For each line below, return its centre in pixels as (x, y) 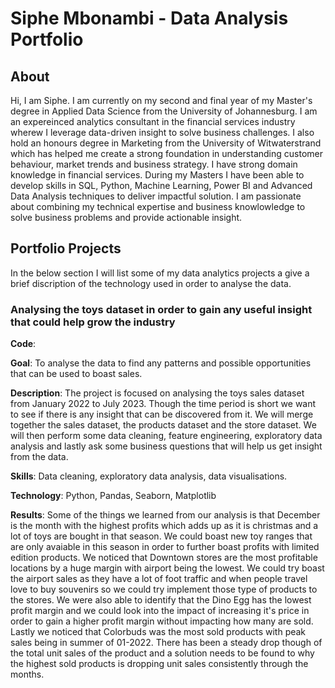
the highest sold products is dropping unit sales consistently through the (159, 664)
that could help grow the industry (93, 322)
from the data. (39, 457)
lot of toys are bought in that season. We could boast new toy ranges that (161, 536)
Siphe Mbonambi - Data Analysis (149, 18)
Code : (23, 344)
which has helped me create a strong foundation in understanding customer (166, 153)
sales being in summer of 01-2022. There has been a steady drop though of (166, 643)
